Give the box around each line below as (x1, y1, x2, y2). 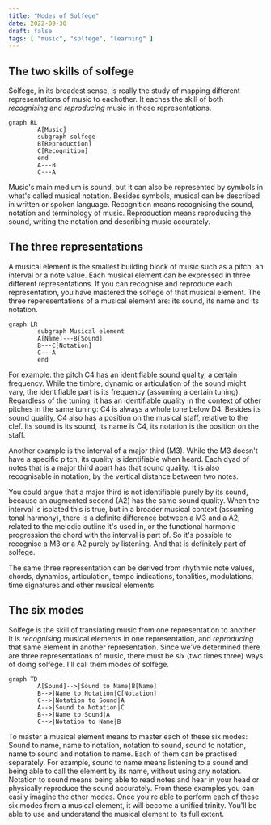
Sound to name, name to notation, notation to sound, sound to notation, (8, 740, 247, 750)
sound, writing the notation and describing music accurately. (8, 217, 210, 226)
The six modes (8, 603, 84, 617)
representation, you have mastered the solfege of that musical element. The (8, 287, 261, 297)
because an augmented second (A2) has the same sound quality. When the (8, 495, 260, 506)
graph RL (8, 119, 38, 127)
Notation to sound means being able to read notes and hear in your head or (8, 774, 260, 785)
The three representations (8, 240, 144, 254)
